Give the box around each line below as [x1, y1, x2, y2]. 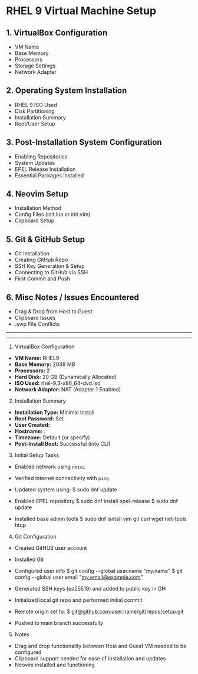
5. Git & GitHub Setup [6, 234, 85, 244]
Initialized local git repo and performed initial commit [14, 597, 143, 604]
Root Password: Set [14, 415, 64, 422]
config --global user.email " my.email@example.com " [14, 573, 143, 581]
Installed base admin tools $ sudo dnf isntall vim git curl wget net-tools [14, 516, 187, 523]
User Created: [14, 422, 50, 429]
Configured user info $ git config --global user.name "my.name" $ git [14, 568, 183, 575]
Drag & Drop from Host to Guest [14, 308, 93, 315]
